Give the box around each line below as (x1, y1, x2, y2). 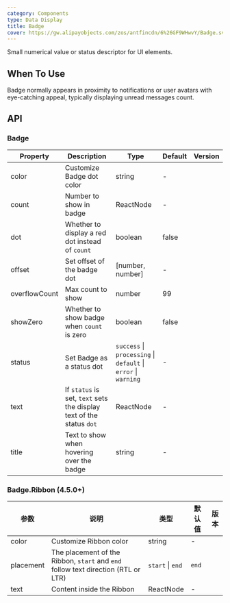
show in (64, 199, 90, 209)
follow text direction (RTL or (51, 565, 141, 574)
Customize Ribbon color (51, 537, 129, 546)
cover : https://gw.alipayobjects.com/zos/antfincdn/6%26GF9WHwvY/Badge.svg (7, 29, 228, 36)
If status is (64, 384, 100, 394)
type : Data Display (7, 16, 63, 23)
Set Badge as (64, 353, 108, 362)
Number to (64, 191, 99, 201)
